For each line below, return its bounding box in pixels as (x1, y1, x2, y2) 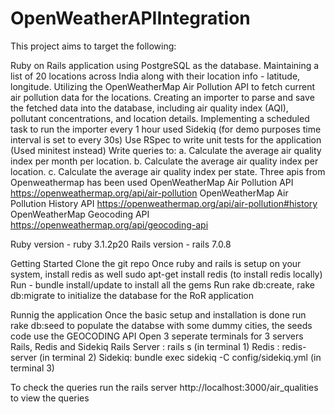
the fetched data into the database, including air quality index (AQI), (10, 102, 289, 114)
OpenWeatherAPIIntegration (10, 7, 251, 30)
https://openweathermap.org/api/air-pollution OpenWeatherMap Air (10, 187, 289, 199)
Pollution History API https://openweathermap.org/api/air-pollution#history (10, 197, 318, 209)
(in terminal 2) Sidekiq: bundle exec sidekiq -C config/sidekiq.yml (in (39, 351, 322, 363)
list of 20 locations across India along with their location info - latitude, (10, 70, 301, 82)
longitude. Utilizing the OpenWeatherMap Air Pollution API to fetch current (10, 80, 316, 92)
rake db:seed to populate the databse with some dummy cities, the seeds (10, 319, 313, 331)
